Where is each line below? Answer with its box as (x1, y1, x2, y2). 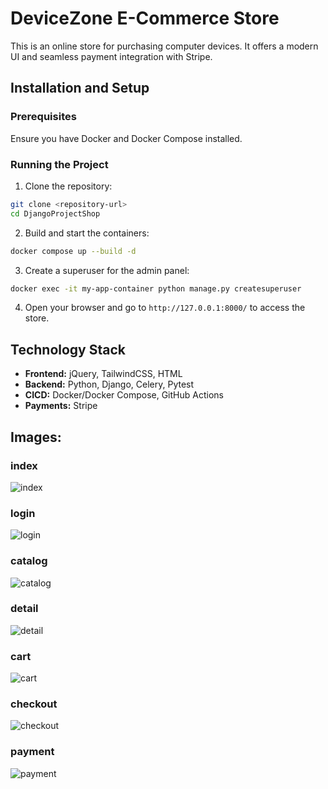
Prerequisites (10, 110, 77, 124)
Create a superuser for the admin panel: (24, 264, 190, 276)
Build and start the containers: (24, 227, 150, 239)
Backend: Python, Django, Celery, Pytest (24, 378, 195, 391)
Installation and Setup (10, 80, 150, 97)
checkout (10, 697, 58, 711)
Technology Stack (10, 341, 126, 358)
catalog (10, 554, 48, 568)
